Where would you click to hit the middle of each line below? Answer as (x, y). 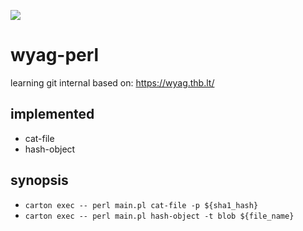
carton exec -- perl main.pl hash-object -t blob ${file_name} (159, 216)
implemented (52, 114)
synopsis (39, 180)
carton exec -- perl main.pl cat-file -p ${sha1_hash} (141, 205)
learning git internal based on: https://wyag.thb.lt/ (112, 82)
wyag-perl (55, 55)
